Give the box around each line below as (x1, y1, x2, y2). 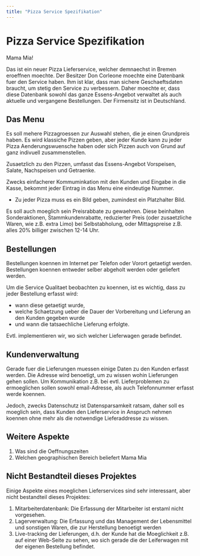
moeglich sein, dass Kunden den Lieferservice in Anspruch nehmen (6, 409, 172, 415)
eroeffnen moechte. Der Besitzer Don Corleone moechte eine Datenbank (6, 72, 185, 79)
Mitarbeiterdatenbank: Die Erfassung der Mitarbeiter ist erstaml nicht (14, 505, 184, 512)
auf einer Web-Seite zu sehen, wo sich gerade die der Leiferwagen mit (14, 536, 189, 544)
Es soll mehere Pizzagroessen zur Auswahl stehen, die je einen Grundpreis (6, 130, 190, 137)
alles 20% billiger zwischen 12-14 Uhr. (6, 227, 100, 234)
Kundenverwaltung (6, 349, 79, 360)
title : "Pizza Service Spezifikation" (6, 8, 102, 15)
